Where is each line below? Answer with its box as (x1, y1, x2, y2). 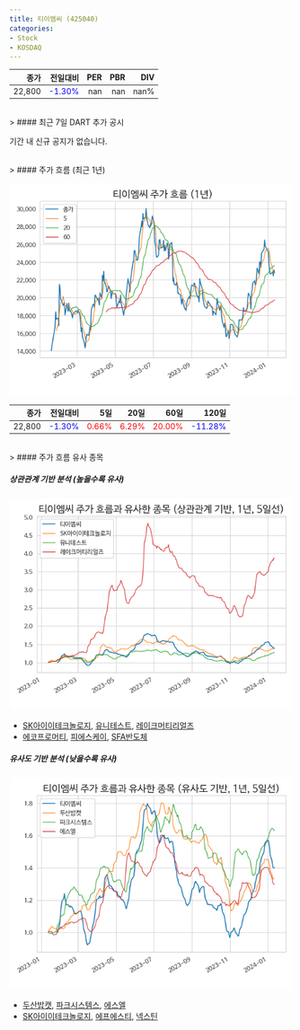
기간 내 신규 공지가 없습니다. (9, 136, 108, 146)
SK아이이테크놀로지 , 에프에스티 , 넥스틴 (22, 1010, 159, 1021)
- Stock (9, 33, 39, 42)
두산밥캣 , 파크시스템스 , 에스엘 (22, 999, 127, 1010)
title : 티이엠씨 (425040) (9, 14, 99, 23)
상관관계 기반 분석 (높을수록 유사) (9, 474, 125, 485)
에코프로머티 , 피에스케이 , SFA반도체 (22, 731, 148, 742)
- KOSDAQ (9, 43, 42, 52)
